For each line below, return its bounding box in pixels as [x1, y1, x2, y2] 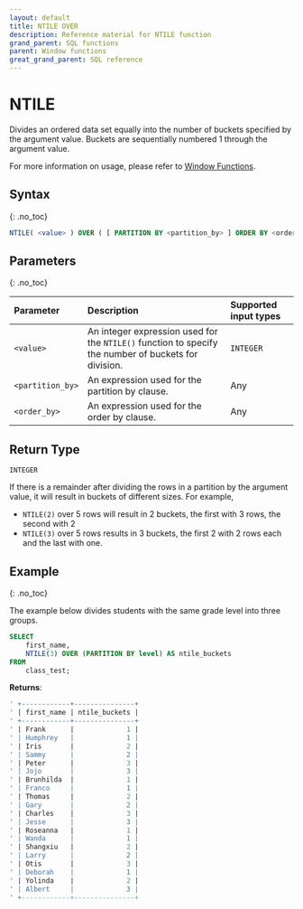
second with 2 [22, 519, 76, 529]
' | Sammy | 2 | [9, 750, 140, 759]
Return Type [9, 442, 80, 457]
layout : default [9, 13, 70, 23]
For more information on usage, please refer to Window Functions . [9, 160, 256, 172]
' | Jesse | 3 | [9, 817, 140, 827]
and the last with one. [22, 538, 104, 548]
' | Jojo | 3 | [9, 767, 140, 776]
